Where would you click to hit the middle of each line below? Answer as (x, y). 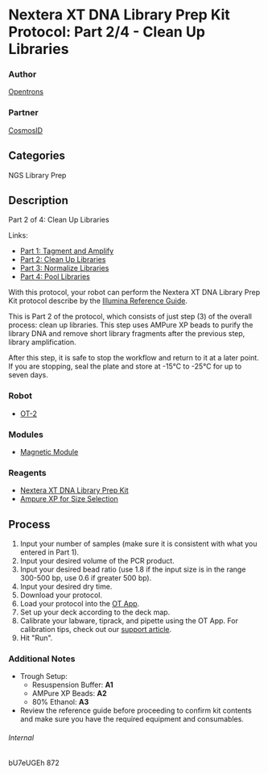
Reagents (27, 472)
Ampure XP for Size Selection (69, 499)
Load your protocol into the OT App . (80, 604)
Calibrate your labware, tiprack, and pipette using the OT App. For (129, 621)
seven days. (28, 375)
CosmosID (25, 130)
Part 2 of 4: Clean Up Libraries (59, 220)
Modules (26, 435)
